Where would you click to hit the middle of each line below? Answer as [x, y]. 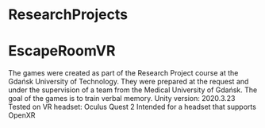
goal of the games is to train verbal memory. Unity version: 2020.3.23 [122, 99]
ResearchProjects [68, 15]
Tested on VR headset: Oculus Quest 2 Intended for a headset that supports [132, 107]
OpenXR [22, 115]
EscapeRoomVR [62, 51]
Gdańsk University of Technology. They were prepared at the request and [129, 82]
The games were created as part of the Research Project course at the [123, 73]
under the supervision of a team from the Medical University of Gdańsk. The [133, 90]
